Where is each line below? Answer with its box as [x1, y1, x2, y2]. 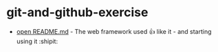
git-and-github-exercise [6, 5, 149, 20]
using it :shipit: [16, 37, 58, 45]
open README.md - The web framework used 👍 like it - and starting [16, 27, 212, 35]
